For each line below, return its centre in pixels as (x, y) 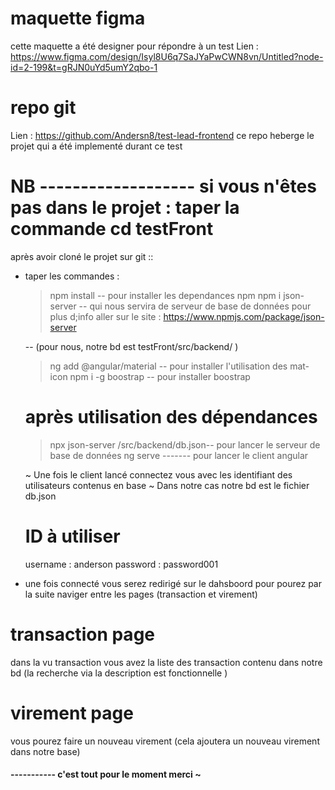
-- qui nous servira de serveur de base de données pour (195, 306)
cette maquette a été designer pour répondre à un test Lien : (134, 46)
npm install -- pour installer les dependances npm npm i (165, 295)
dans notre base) (45, 751)
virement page (72, 713)
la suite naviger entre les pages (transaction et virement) (141, 594)
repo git (43, 108)
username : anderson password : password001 (121, 564)
